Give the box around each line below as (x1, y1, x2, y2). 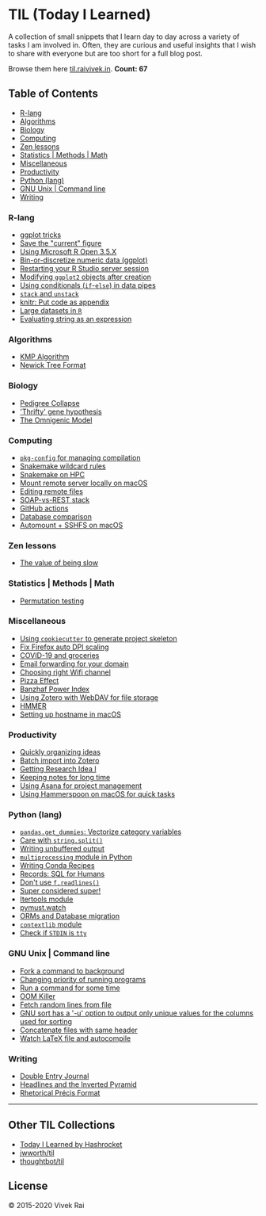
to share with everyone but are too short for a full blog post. (8, 48, 203, 58)
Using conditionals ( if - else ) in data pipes (19, 281, 156, 290)
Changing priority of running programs (19, 974, 146, 984)
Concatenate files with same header (19, 1025, 139, 1034)
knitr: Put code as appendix (19, 297, 109, 307)
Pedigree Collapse (19, 398, 81, 407)
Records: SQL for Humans (19, 870, 105, 879)
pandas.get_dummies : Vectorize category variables (19, 827, 182, 837)
